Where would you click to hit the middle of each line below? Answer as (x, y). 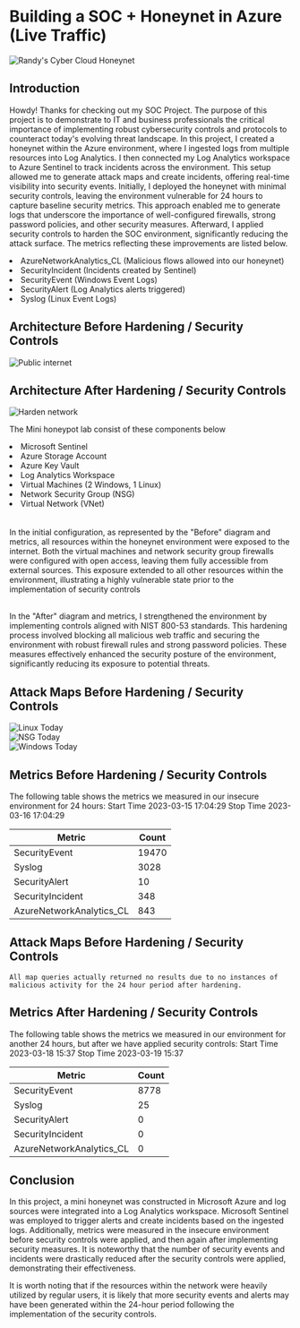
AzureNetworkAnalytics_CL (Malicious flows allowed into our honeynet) (153, 261)
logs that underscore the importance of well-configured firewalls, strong (142, 214)
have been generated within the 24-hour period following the (122, 1305)
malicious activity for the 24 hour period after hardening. (126, 985)
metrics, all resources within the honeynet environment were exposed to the (150, 542)
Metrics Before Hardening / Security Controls (138, 775)
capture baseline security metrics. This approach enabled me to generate (145, 205)
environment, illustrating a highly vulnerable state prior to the (122, 580)
